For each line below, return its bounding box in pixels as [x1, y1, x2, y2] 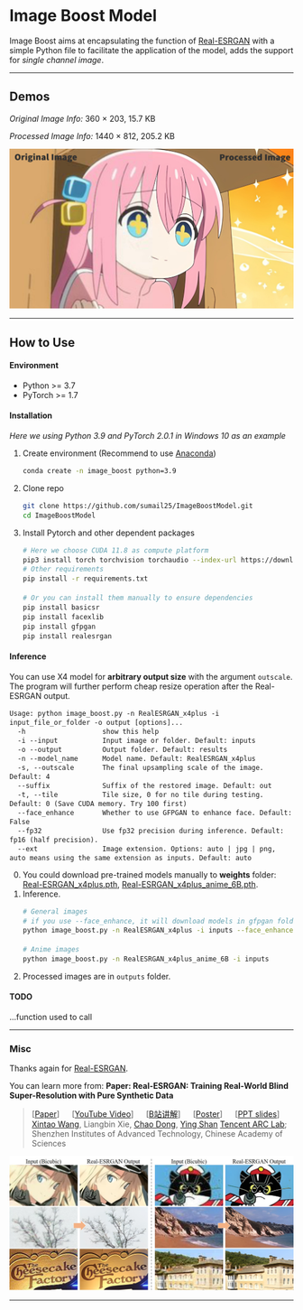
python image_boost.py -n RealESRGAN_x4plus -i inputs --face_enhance [22, 926, 294, 935]
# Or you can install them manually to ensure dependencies [22, 593, 253, 603]
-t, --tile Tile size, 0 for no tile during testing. [17, 790, 264, 799]
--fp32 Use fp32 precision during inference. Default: [17, 826, 284, 835]
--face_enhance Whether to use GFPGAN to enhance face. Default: [17, 808, 293, 817]
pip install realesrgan [22, 631, 113, 641]
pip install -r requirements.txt [22, 574, 149, 583]
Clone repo [22, 482, 65, 493]
